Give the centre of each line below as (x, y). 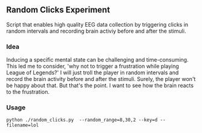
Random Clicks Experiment (58, 10)
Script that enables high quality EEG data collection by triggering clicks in (97, 24)
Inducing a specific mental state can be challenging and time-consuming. (97, 60)
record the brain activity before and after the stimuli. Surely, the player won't (101, 79)
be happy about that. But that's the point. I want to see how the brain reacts (100, 86)
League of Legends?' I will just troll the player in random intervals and (93, 73)
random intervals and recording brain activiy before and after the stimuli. (96, 31)
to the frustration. (28, 92)
